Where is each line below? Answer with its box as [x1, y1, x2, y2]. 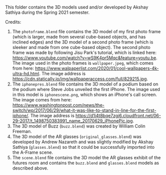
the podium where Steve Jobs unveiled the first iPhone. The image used [12, 87, 161, 92]
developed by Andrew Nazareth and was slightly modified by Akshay [12, 139, 154, 145]
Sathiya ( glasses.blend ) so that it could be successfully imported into [12, 144, 155, 150]
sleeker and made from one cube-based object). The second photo [12, 44, 151, 50]
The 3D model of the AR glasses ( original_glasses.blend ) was [12, 133, 142, 139]
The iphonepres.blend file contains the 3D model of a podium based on [12, 81, 159, 87]
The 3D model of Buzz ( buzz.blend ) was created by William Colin [12, 123, 146, 129]
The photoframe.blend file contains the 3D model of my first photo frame [12, 29, 161, 34]
